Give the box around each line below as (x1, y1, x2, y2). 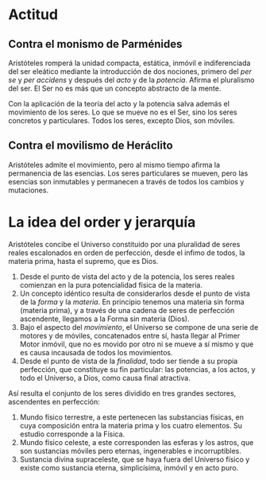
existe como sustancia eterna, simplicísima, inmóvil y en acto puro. (19, 463, 239, 472)
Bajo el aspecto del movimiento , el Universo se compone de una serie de (19, 322, 259, 331)
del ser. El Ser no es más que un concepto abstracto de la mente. (8, 83, 222, 93)
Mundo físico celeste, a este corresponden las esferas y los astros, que (19, 437, 254, 447)
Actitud (8, 6, 58, 24)
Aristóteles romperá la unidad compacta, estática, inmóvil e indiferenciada (8, 58, 251, 68)
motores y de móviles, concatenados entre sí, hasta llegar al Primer (19, 331, 241, 340)
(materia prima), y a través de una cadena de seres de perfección (19, 305, 235, 315)
